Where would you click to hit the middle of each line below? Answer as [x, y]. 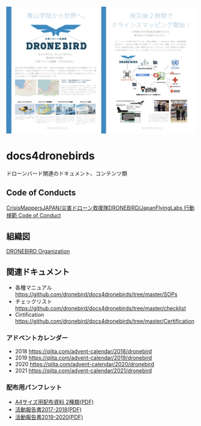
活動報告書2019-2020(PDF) [49, 417]
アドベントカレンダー [37, 338]
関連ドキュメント [38, 272]
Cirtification [29, 315]
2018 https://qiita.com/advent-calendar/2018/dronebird [83, 352]
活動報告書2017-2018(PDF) [48, 409]
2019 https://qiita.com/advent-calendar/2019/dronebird [83, 358]
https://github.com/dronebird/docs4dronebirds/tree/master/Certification [104, 321]
